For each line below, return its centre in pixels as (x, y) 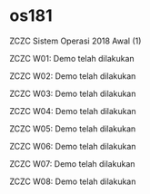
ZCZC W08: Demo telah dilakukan (73, 181)
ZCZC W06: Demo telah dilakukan (73, 146)
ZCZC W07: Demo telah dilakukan (72, 163)
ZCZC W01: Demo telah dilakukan (72, 58)
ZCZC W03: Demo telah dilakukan (73, 93)
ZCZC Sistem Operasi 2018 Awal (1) (75, 41)
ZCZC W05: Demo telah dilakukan (73, 129)
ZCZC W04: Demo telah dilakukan (73, 111)
